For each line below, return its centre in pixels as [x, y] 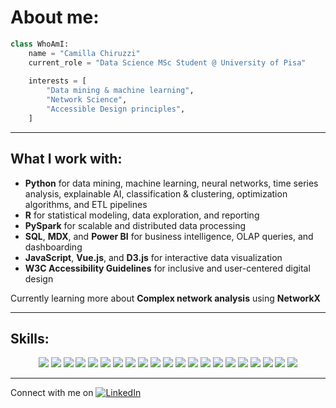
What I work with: [66, 159]
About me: [55, 17]
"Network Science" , [87, 100]
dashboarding [53, 247]
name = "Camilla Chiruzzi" [84, 53]
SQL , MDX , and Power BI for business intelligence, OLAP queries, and [169, 236]
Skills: [30, 339]
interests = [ [57, 81]
